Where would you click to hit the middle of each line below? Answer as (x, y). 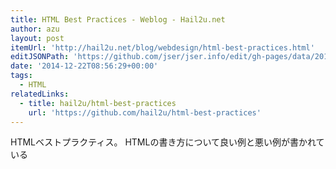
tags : (21, 76)
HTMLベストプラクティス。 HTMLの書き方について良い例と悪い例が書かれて (167, 142)
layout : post (37, 38)
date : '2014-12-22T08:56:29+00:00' (84, 66)
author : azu (35, 29)
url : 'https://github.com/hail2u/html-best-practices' (145, 112)
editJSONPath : (40, 57)
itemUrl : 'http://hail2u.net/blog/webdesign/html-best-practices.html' (162, 47)
